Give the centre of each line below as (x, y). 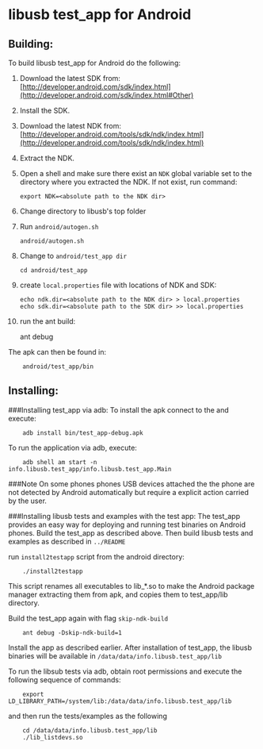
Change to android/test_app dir (73, 256)
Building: (31, 44)
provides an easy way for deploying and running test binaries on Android (127, 524)
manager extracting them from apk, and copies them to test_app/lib (118, 594)
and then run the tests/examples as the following (88, 716)
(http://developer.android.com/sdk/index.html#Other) (107, 95)
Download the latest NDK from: (70, 126)
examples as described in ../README (67, 541)
